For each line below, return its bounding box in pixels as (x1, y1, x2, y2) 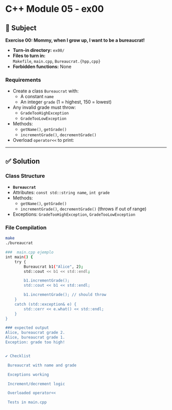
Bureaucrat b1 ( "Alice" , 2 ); (24, 264, 83, 269)
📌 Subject (5, 24, 37, 32)
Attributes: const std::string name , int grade (12, 189, 110, 195)
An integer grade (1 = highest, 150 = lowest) (20, 99, 112, 105)
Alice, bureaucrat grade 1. (5, 335, 66, 340)
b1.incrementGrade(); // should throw (24, 292, 106, 297)
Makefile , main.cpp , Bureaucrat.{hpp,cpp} (12, 58, 101, 64)
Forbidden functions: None (12, 64, 72, 69)
